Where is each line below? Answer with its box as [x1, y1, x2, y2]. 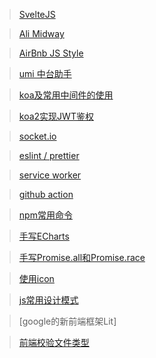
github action [18, 189, 74, 200]
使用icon [18, 273, 55, 284]
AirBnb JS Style [18, 47, 84, 59]
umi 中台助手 [18, 68, 72, 79]
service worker [18, 169, 82, 181]
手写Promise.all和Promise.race [18, 252, 146, 263]
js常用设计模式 [18, 294, 79, 306]
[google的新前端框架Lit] [18, 315, 117, 327]
